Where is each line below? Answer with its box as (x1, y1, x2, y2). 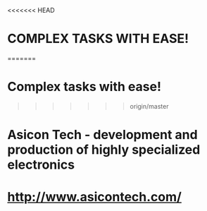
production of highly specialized (7, 142, 201, 158)
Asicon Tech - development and (7, 127, 199, 143)
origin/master (130, 102, 169, 110)
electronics (7, 157, 75, 173)
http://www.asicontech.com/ (7, 189, 182, 205)
